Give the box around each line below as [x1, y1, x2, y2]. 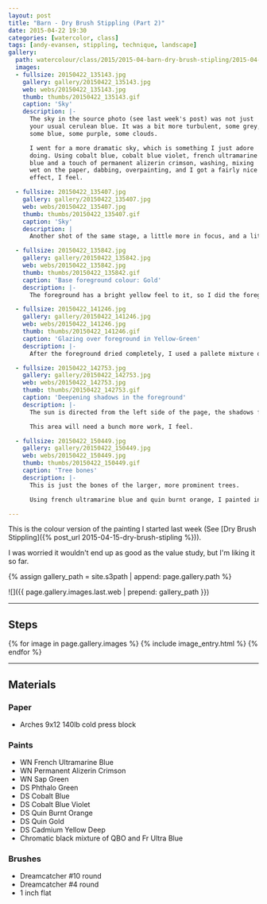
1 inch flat [19, 888, 52, 898]
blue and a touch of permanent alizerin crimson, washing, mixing [29, 159, 254, 167]
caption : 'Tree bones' [22, 466, 98, 474]
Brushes [8, 853, 41, 864]
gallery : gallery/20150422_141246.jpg [22, 313, 151, 321]
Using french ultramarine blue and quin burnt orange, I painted [29, 496, 250, 504]
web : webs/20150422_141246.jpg [22, 320, 126, 328]
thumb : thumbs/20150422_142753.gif [22, 386, 141, 394]
